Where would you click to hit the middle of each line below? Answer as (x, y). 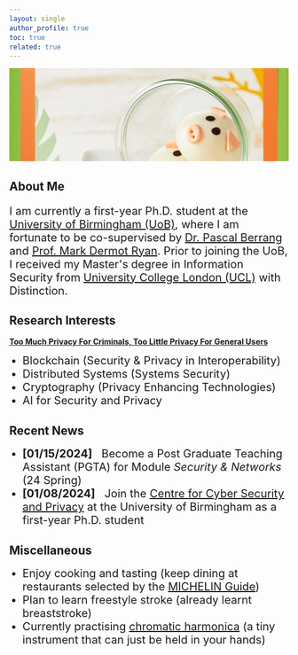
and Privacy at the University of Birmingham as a (149, 507)
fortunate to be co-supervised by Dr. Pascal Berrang (146, 238)
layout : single (37, 19)
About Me (37, 186)
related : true (35, 47)
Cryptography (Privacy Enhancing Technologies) (149, 387)
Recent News (47, 430)
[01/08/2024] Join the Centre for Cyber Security (153, 494)
